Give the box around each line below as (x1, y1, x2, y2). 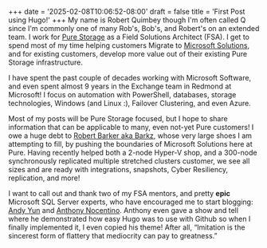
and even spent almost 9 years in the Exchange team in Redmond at (8, 81, 232, 91)
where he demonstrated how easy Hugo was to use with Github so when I (8, 215, 251, 223)
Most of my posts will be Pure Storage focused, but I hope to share (8, 114, 229, 123)
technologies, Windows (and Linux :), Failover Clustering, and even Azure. (8, 99, 251, 108)
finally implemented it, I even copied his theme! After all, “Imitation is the (8, 222, 245, 232)
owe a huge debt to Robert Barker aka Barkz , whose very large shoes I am (8, 131, 253, 140)
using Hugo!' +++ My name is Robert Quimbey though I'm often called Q (8, 15, 246, 25)
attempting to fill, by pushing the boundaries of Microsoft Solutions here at (8, 140, 253, 148)
